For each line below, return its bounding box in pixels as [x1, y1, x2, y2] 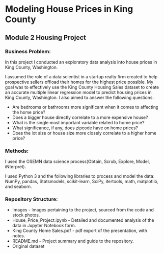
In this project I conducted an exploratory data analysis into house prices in [5, 59, 157, 65]
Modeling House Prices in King [5, 3, 134, 15]
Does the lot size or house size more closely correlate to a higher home [12, 130, 157, 136]
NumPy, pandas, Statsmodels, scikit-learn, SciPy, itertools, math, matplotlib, [5, 179, 159, 185]
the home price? [12, 109, 46, 115]
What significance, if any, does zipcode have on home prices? [12, 125, 138, 131]
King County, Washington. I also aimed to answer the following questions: [5, 94, 154, 100]
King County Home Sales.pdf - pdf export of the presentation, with [12, 228, 147, 233]
